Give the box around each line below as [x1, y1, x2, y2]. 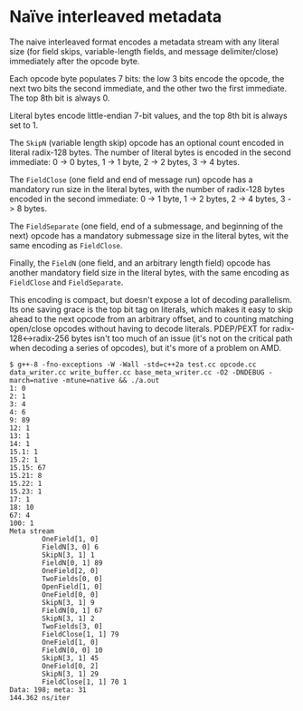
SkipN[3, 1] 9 [42, 598, 95, 607]
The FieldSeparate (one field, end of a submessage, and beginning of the [9, 220, 283, 231]
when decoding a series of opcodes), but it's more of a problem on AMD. [9, 342, 282, 353]
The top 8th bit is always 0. [9, 93, 110, 103]
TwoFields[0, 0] [42, 574, 103, 583]
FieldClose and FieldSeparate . [9, 277, 124, 287]
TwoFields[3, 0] [42, 621, 103, 631]
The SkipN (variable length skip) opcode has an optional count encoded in [9, 137, 285, 148]
